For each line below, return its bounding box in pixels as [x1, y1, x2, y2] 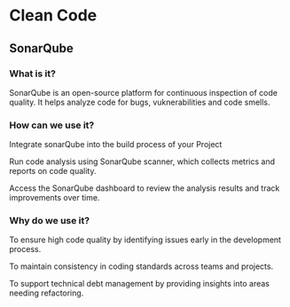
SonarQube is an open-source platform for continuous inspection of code [9, 87, 278, 98]
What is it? [9, 67, 56, 80]
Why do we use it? [9, 215, 90, 227]
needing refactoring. [9, 287, 84, 298]
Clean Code [9, 5, 98, 26]
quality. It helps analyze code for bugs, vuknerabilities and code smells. [9, 97, 270, 107]
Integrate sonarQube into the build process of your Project [9, 139, 223, 150]
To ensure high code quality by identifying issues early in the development [9, 234, 282, 245]
